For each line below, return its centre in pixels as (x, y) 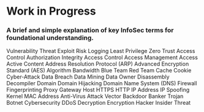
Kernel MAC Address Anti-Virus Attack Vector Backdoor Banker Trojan (95, 96)
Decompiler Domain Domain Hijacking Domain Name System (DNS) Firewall (102, 83)
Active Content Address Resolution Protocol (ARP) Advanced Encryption (98, 64)
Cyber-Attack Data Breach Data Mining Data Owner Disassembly (88, 77)
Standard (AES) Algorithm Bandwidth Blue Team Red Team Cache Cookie (99, 71)
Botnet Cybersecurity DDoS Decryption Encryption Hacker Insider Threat (99, 103)
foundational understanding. (50, 38)
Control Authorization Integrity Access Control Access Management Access (102, 58)
